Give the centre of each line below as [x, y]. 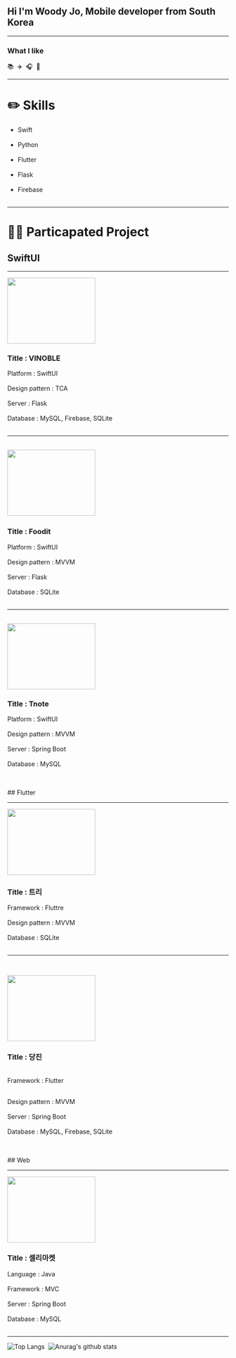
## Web [19, 1160]
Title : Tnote [28, 704]
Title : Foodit [29, 532]
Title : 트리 [25, 891]
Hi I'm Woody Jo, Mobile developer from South [111, 12]
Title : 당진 [25, 1057]
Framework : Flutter [36, 1080]
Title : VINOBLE [34, 358]
